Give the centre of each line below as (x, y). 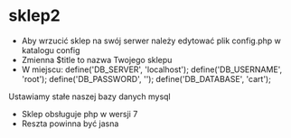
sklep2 (34, 16)
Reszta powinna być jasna (70, 124)
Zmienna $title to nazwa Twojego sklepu (97, 60)
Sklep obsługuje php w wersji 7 (80, 114)
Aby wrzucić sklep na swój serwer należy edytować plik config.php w (151, 41)
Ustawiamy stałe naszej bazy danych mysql (89, 97)
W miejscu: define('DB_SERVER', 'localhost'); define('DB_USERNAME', (152, 69)
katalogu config (51, 50)
